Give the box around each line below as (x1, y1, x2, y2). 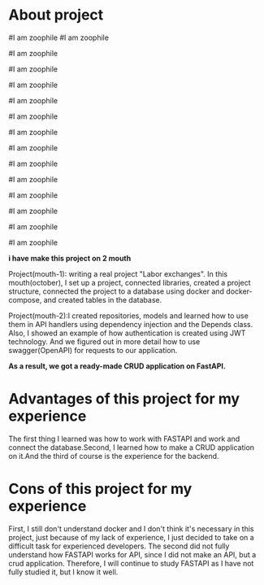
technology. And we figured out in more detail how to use (8, 336, 201, 347)
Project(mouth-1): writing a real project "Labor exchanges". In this (8, 268, 228, 278)
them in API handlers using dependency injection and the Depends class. (8, 319, 253, 329)
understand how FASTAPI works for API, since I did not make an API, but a (8, 549, 257, 559)
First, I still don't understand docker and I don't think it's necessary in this (8, 523, 254, 534)
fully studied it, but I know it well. (8, 567, 119, 577)
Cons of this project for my (8, 480, 193, 498)
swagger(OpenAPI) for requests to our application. (8, 345, 178, 355)
